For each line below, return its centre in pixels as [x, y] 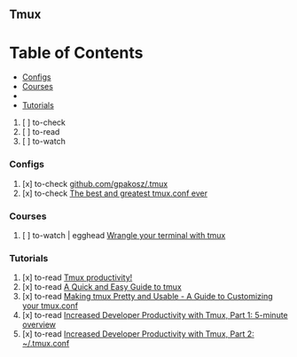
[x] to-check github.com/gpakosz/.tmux [95, 183]
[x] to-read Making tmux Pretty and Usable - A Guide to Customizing [147, 297]
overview [39, 325]
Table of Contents [76, 53]
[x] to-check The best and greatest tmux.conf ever [115, 193]
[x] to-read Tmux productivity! [77, 277]
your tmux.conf [50, 306]
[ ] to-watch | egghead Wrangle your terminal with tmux [124, 235]
